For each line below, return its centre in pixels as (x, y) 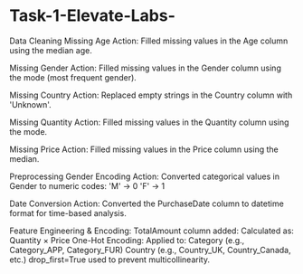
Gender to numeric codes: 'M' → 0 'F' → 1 (87, 185)
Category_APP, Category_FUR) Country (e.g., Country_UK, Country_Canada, (150, 250)
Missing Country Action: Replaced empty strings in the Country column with (151, 95)
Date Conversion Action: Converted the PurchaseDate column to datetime (147, 203)
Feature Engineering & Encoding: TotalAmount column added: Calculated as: (151, 231)
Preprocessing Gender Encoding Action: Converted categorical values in (145, 176)
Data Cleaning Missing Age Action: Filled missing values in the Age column (149, 41)
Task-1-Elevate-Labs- (93, 16)
